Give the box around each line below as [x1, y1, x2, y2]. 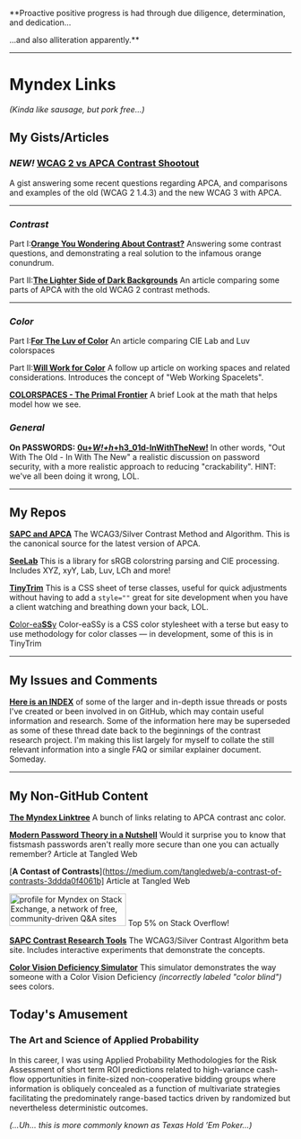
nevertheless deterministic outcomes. [9, 1102, 149, 1113]
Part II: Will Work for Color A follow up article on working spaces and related [9, 363, 291, 374]
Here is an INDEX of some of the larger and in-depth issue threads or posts [9, 696, 288, 708]
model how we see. [9, 399, 82, 410]
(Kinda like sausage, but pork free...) [9, 103, 145, 115]
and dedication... [9, 17, 72, 28]
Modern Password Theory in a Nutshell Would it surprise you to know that [9, 829, 287, 840]
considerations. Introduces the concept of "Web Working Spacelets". [9, 372, 264, 383]
